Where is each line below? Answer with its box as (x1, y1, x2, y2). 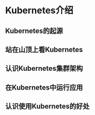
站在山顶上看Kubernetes (5, 45, 83, 54)
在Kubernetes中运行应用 (5, 83, 83, 92)
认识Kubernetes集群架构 (5, 64, 83, 73)
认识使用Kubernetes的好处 (5, 102, 90, 111)
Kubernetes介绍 (5, 5, 74, 16)
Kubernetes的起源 (5, 26, 63, 35)
